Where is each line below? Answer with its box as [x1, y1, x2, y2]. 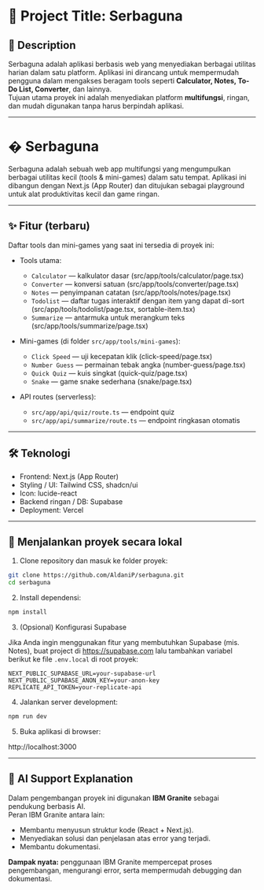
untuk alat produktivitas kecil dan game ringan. [8, 189, 159, 198]
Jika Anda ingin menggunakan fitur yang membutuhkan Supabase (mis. [8, 638, 240, 647]
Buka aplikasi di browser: [19, 726, 101, 736]
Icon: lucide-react [19, 488, 78, 498]
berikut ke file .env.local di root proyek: [8, 655, 139, 664]
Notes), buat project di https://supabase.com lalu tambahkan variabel [8, 646, 233, 655]
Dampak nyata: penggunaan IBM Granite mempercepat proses [8, 857, 212, 866]
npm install [8, 608, 47, 617]
